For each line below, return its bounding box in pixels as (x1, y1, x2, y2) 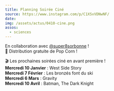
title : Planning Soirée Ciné (5, 7, 64, 12)
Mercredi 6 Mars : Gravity (5, 75, 57, 81)
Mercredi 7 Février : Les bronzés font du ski (5, 70, 93, 76)
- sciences (9, 30, 32, 35)
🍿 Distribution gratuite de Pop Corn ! (5, 48, 78, 54)
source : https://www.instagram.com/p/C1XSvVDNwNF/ (5, 12, 110, 17)
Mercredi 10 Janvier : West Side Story (5, 65, 81, 71)
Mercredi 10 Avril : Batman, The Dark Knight (5, 81, 94, 86)
